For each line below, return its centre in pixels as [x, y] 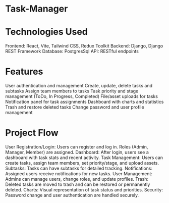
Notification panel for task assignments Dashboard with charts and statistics [84, 102]
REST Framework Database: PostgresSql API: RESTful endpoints [72, 52]
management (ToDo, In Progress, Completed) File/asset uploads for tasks [81, 96]
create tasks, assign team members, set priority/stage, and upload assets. [82, 163]
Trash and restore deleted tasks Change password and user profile [75, 107]
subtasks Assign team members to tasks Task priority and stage [72, 91]
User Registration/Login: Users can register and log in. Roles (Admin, [77, 147]
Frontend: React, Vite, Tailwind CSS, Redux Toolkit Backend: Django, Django [84, 46]
